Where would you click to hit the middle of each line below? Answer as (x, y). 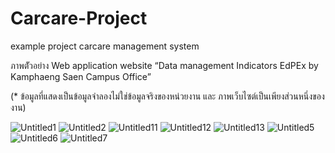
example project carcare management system (105, 46)
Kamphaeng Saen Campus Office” (81, 76)
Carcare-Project (79, 18)
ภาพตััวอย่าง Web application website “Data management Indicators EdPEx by (164, 65)
